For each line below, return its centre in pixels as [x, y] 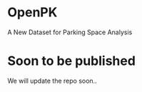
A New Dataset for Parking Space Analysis [70, 32]
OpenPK [32, 12]
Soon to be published [71, 61]
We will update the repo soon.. [52, 81]
